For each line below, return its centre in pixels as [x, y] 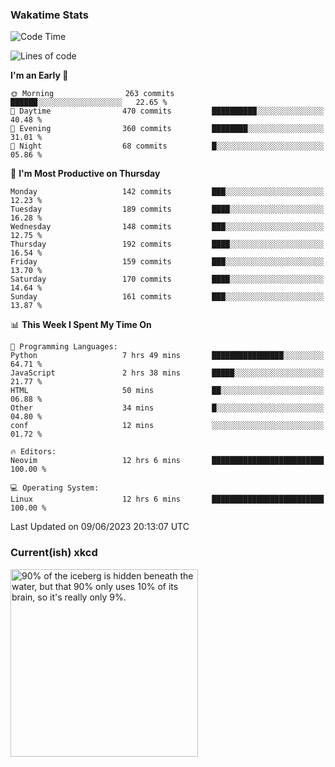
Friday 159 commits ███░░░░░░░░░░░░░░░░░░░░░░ [167, 262]
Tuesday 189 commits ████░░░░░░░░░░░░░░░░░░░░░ [167, 209]
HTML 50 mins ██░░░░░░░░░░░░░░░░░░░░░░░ [167, 391]
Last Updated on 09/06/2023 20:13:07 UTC [100, 527]
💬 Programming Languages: [64, 347]
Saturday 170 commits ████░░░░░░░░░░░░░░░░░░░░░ [167, 279]
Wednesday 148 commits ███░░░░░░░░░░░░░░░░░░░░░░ [167, 227]
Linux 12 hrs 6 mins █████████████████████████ [167, 499]
